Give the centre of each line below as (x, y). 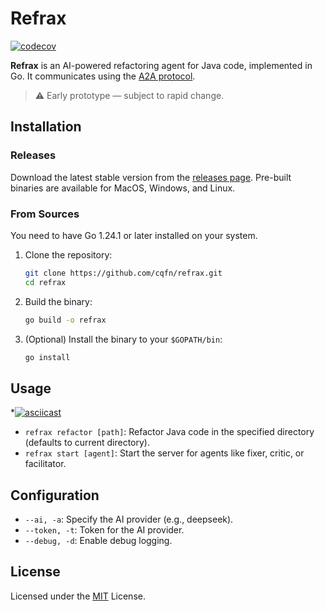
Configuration (55, 495)
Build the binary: (58, 301)
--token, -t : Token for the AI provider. (104, 530)
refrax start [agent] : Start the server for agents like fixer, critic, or (164, 453)
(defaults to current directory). (87, 443)
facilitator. (45, 464)
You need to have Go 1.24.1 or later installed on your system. (134, 235)
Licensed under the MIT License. (78, 596)
